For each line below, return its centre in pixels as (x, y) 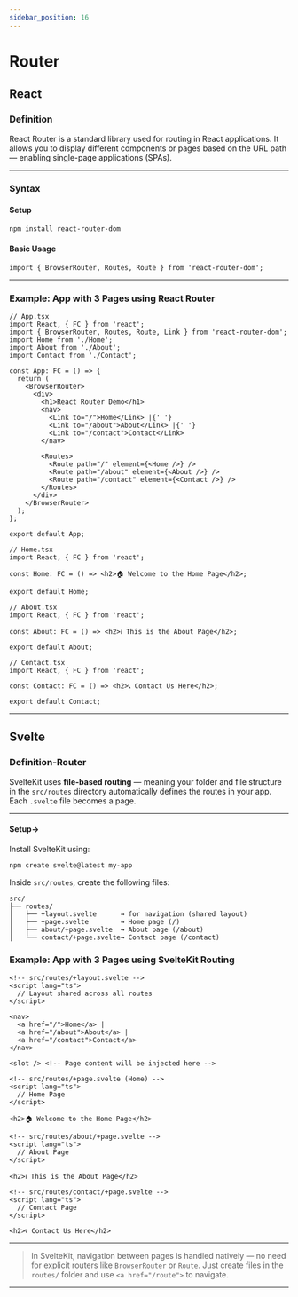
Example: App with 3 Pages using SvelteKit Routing (122, 960)
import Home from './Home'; (61, 340)
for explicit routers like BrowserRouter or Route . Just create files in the (157, 1265)
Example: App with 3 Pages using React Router (112, 298)
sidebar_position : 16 (49, 17)
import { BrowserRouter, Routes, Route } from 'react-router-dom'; (137, 267)
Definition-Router (48, 763)
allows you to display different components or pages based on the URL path (148, 148)
